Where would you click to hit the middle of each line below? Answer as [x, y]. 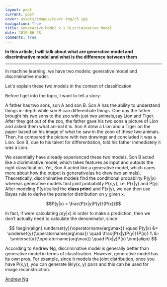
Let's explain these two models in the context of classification [68, 86]
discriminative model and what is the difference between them [71, 57]
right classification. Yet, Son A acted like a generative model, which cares [80, 167]
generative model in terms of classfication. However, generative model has [82, 253]
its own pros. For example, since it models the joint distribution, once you [80, 259]
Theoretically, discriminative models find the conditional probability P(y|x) [81, 178]
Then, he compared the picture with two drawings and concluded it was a [81, 137]
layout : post [19, 10]
